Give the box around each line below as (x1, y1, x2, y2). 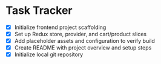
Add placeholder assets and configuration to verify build (14, 37, 156, 45)
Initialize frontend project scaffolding (14, 24, 107, 31)
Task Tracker (5, 4, 73, 18)
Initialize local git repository (14, 51, 84, 58)
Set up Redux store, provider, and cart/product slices (14, 31, 146, 37)
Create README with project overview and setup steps (14, 44, 152, 51)
